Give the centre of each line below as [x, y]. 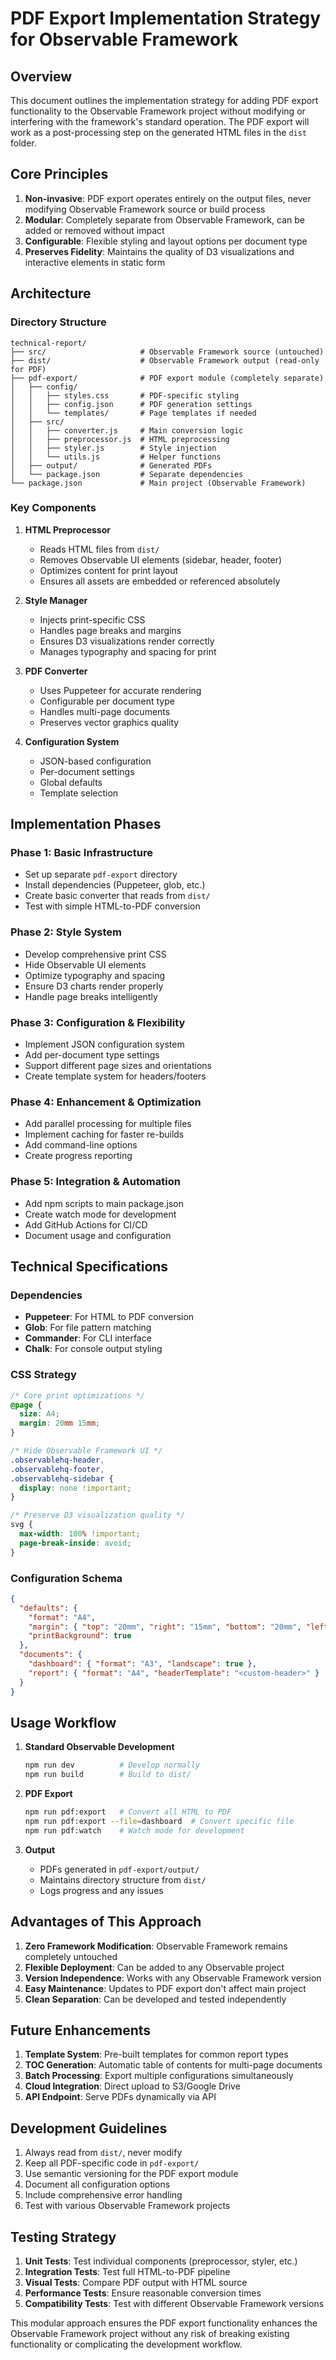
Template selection [79, 793]
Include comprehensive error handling [103, 2195]
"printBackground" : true [80, 1636]
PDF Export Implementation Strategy [166, 18]
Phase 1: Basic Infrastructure [81, 853]
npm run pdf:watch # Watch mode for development [134, 1830]
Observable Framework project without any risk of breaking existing [150, 2334]
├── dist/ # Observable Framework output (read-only [165, 360]
